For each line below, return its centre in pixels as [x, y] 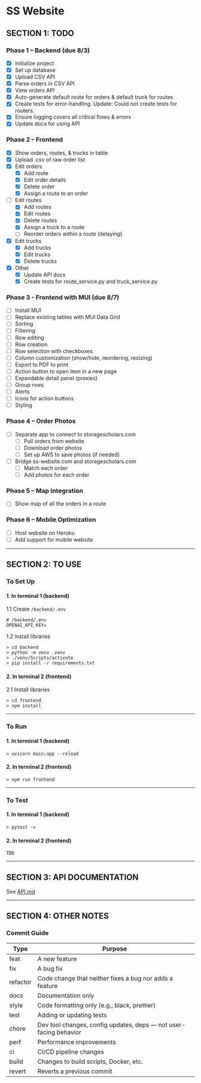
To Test [17, 800]
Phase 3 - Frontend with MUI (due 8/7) [63, 297]
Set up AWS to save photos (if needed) [72, 455]
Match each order [46, 468]
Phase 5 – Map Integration [45, 491]
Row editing [30, 338]
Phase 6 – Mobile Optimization [51, 520]
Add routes [38, 207]
